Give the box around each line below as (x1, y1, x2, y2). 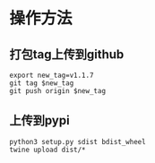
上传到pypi (9, 113, 70, 128)
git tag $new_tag (9, 79, 74, 88)
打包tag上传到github (9, 47, 125, 62)
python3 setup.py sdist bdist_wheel (9, 137, 146, 146)
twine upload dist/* (9, 145, 87, 154)
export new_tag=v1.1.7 (9, 71, 94, 80)
